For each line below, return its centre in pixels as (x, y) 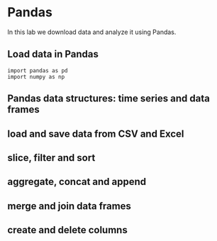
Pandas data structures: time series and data (109, 99)
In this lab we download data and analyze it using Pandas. (92, 32)
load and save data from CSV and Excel (96, 134)
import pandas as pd (38, 71)
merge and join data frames (69, 206)
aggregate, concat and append (77, 182)
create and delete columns (67, 230)
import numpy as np (36, 77)
